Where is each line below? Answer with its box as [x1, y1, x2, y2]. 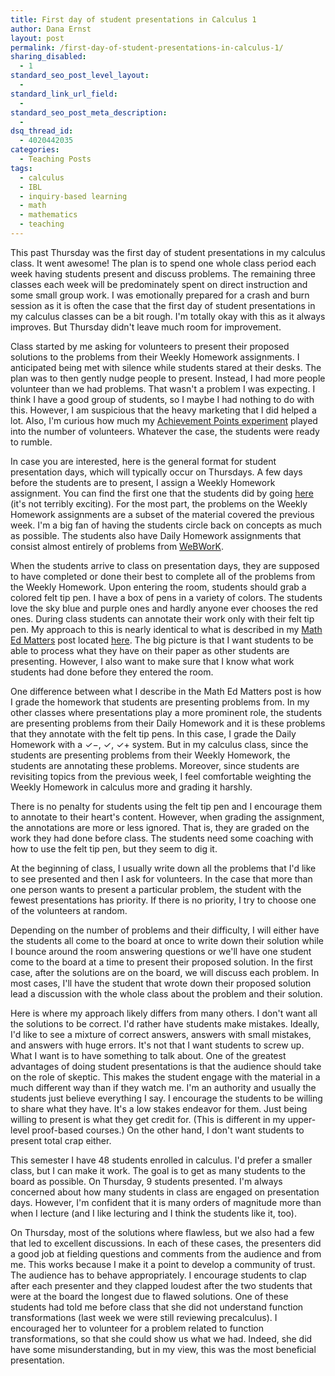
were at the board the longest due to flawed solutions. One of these [10, 1290, 289, 1302]
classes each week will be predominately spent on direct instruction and [10, 278, 308, 290]
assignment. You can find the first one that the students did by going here [10, 487, 314, 499]
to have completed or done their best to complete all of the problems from [10, 570, 316, 582]
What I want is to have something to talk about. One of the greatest [10, 1049, 287, 1061]
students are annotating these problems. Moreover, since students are [10, 759, 300, 771]
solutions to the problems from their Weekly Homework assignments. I [10, 351, 300, 363]
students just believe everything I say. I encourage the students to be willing [10, 1092, 323, 1104]
